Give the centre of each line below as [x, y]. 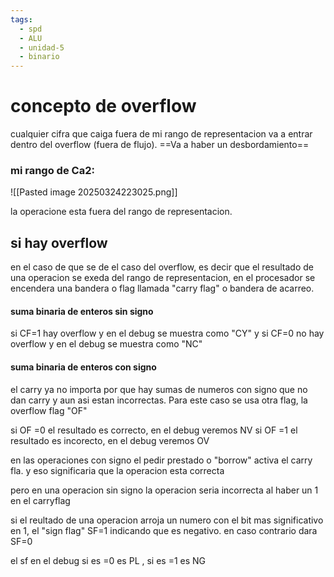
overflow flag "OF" [49, 410]
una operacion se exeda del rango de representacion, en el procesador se [163, 278]
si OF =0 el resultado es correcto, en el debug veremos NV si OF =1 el [154, 430]
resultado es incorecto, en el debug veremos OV [110, 440]
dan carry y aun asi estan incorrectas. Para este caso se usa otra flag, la [159, 400]
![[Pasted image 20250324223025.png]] [94, 192]
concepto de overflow [103, 106]
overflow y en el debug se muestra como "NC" [106, 344]
